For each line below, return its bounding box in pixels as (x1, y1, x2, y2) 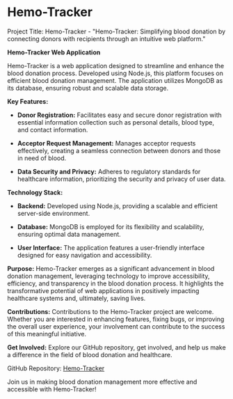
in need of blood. (17, 154, 67, 162)
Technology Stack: (7, 188, 63, 196)
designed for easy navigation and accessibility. (17, 251, 152, 259)
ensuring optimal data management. (17, 230, 122, 238)
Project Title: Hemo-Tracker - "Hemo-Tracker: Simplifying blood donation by (7, 27, 226, 36)
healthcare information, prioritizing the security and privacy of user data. (17, 175, 226, 183)
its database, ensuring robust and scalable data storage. (7, 84, 169, 92)
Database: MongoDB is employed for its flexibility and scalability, (17, 222, 204, 230)
